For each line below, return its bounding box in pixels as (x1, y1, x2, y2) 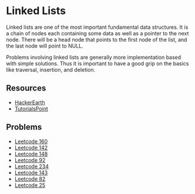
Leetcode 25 (14, 181, 46, 189)
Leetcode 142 (14, 144, 48, 151)
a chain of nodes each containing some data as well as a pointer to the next (6, 29, 189, 36)
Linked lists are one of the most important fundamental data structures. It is (6, 24, 189, 31)
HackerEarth (14, 99, 45, 106)
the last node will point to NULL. (6, 42, 83, 49)
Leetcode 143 (14, 169, 48, 176)
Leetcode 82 (14, 175, 46, 182)
